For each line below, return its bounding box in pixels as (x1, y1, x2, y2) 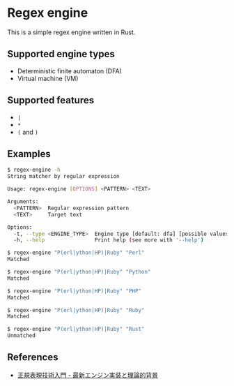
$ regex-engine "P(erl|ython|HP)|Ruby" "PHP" (7, 288, 141, 295)
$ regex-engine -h (7, 166, 61, 174)
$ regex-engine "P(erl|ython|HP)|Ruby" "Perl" (7, 249, 145, 256)
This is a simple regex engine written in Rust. (7, 28, 136, 36)
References (7, 351, 58, 364)
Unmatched (7, 332, 36, 339)
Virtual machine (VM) (17, 74, 79, 82)
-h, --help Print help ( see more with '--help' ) (13, 237, 204, 244)
